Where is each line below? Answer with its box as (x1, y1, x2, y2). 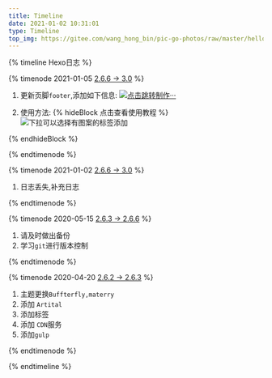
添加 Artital (19, 299, 62, 309)
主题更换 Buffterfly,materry (19, 289, 115, 299)
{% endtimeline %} (8, 362, 72, 372)
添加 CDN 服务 (19, 320, 62, 329)
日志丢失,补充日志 (19, 182, 79, 192)
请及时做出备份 (19, 231, 70, 240)
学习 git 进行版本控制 (19, 240, 89, 251)
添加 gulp (19, 329, 50, 340)
